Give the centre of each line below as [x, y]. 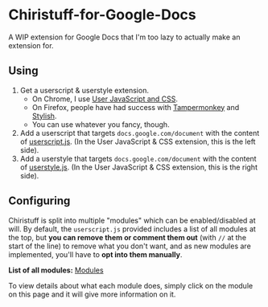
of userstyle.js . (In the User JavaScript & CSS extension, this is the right [138, 167]
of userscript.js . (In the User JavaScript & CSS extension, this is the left [138, 141]
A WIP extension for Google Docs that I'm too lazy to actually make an [124, 37]
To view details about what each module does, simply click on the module [131, 285]
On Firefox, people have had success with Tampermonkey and [136, 107]
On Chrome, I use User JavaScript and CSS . [105, 99]
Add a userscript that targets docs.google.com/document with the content [140, 133]
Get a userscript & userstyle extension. [84, 90]
